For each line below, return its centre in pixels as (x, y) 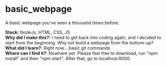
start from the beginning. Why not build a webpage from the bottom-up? (80, 42)
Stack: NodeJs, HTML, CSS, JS (38, 32)
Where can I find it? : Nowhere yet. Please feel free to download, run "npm (82, 53)
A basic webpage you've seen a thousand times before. (62, 23)
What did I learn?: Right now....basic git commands (58, 48)
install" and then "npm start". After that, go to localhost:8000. (68, 58)
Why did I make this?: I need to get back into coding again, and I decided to (83, 37)
